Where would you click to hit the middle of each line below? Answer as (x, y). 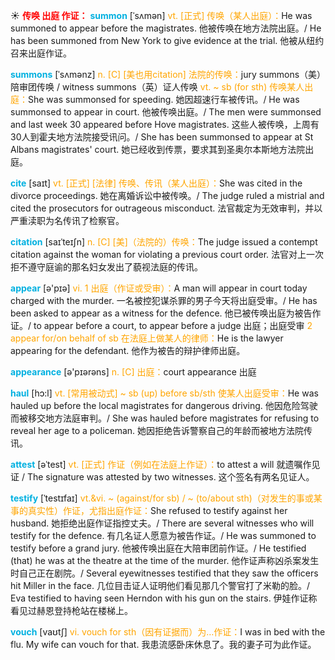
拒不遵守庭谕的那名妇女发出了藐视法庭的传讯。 (106, 267)
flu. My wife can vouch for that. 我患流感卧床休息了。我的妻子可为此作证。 (163, 644)
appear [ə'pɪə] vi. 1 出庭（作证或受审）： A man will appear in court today (159, 288)
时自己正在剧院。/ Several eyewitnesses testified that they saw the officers (164, 573)
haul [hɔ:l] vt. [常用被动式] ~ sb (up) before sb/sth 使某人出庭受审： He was (164, 393)
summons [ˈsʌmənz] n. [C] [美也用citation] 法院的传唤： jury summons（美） (166, 74)
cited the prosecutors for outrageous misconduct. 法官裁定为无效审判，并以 (166, 208)
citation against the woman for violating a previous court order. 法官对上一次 (167, 254)
